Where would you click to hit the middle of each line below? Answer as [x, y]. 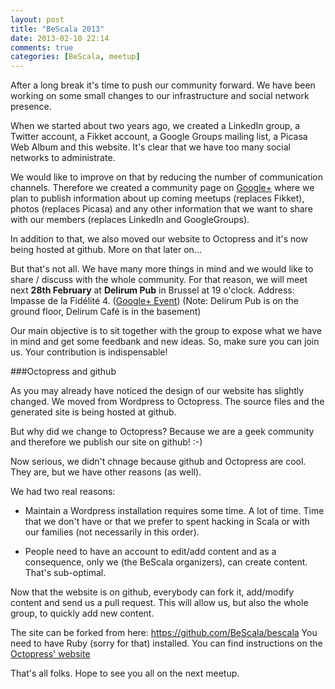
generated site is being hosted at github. [93, 412]
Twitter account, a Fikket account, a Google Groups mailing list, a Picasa [159, 137]
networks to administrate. [63, 158]
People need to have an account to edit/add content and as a [150, 552]
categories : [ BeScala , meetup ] [75, 57]
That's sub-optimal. [65, 573]
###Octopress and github [63, 372]
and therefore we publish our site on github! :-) [106, 442]
